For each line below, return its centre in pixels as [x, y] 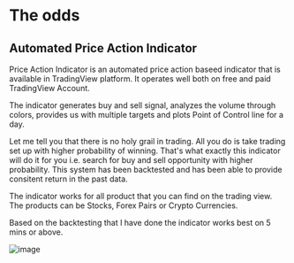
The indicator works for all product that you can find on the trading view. [141, 196]
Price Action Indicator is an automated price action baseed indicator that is [145, 69]
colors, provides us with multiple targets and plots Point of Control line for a [147, 115]
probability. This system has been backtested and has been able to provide [146, 170]
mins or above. [36, 232]
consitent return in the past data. [68, 179]
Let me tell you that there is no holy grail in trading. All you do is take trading [147, 141]
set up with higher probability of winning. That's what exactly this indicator [145, 151]
